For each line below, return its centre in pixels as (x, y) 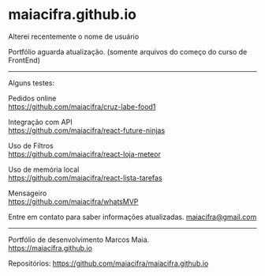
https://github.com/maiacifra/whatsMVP (73, 201)
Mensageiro (28, 193)
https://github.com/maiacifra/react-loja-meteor (85, 154)
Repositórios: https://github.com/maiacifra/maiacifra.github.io (108, 263)
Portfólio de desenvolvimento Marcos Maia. (79, 240)
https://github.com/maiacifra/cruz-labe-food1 (82, 106)
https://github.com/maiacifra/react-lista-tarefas (86, 178)
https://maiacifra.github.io (50, 248)
